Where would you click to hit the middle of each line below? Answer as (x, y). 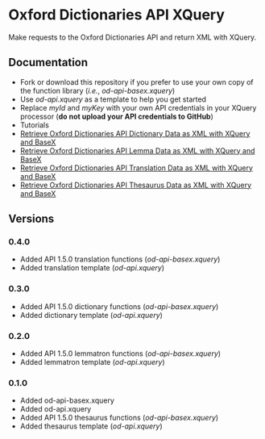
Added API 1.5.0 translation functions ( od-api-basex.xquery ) (120, 259)
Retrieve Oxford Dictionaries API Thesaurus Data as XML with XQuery (136, 185)
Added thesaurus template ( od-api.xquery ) (91, 426)
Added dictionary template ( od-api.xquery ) (91, 315)
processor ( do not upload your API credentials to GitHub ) (116, 116)
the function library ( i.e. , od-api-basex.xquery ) (97, 90)
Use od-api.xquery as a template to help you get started (113, 99)
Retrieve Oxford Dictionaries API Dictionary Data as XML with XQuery (135, 133)
